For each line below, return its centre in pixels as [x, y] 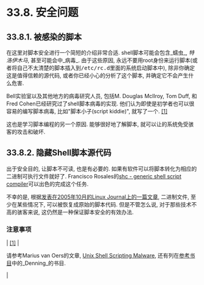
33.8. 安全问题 [42, 12]
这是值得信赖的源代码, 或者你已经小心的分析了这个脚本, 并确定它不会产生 [97, 76]
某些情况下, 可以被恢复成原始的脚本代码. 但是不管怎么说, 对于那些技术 [104, 204]
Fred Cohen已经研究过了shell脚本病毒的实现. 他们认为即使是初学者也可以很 [100, 104]
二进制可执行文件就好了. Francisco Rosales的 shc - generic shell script [94, 176]
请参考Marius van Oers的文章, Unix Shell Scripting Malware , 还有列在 [93, 256]
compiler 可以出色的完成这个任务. [47, 184]
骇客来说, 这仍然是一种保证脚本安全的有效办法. [75, 212]
